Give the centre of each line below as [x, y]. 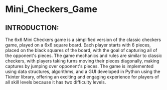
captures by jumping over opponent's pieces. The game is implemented [79, 66]
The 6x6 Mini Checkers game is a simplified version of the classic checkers [83, 39]
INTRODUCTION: [32, 28]
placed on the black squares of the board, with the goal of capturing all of [81, 50]
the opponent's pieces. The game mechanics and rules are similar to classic [84, 55]
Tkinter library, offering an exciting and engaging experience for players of [82, 77]
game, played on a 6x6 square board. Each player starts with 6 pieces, [78, 45]
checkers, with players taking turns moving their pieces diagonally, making [82, 61]
